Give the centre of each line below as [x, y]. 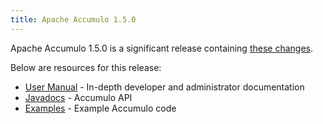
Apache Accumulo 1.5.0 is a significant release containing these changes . [161, 48]
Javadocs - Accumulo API [78, 97]
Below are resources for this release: [86, 67]
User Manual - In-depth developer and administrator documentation [164, 87]
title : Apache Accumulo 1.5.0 [73, 19]
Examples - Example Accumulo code [100, 108]
